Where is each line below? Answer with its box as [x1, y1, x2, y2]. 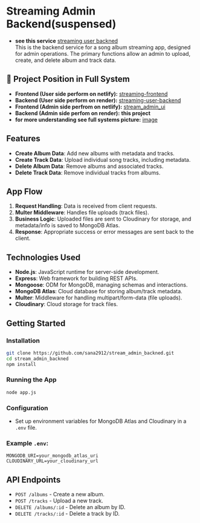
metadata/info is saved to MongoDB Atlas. [15, 222, 120, 229]
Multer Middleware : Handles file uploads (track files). [15, 209, 149, 216]
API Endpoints [6, 475, 61, 485]
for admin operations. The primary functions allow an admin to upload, [15, 50, 191, 57]
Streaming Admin [6, 4, 95, 18]
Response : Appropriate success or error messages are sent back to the [15, 228, 195, 236]
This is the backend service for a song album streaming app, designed [15, 44, 191, 51]
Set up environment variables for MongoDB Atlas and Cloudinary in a [15, 417, 187, 425]
